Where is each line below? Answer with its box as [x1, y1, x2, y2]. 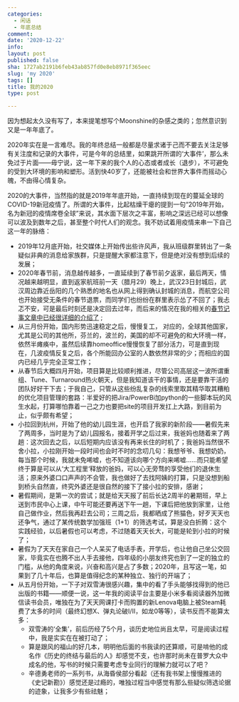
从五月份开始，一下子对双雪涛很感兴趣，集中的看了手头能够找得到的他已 [17, 580, 230, 589]
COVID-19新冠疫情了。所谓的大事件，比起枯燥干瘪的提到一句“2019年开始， [7, 200, 228, 209]
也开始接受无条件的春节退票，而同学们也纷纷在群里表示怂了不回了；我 [17, 295, 224, 304]
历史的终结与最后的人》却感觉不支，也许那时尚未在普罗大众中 [47, 651, 228, 660]
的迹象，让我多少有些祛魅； [28, 687, 110, 696]
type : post [7, 90, 40, 97]
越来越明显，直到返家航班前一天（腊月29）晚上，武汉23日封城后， [23, 278, 221, 286]
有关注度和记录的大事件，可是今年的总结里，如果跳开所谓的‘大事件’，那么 [7, 150, 223, 158]
